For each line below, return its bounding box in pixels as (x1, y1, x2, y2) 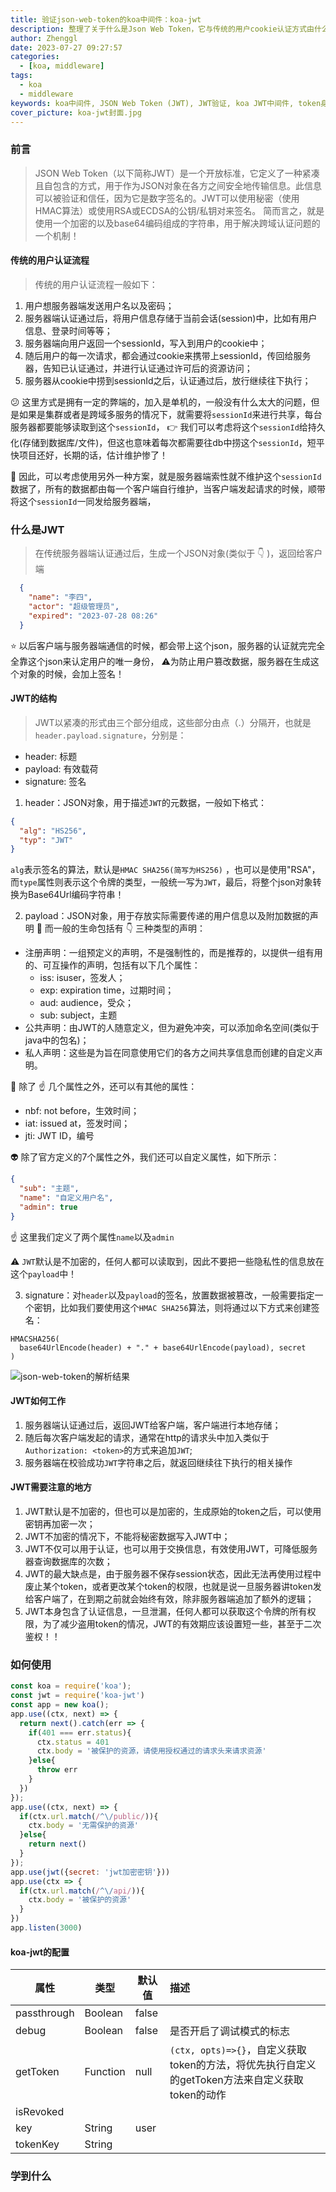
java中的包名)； (24, 1034, 90, 1046)
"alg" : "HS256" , (19, 826, 87, 836)
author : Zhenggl (10, 33, 78, 43)
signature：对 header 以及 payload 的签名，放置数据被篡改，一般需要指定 (24, 1289, 315, 1301)
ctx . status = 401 (36, 1737, 110, 1747)
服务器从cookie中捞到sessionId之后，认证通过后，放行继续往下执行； (24, 374, 312, 386)
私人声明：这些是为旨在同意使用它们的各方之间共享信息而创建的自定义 (24, 1047, 315, 1059)
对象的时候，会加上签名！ (18, 667, 125, 680)
